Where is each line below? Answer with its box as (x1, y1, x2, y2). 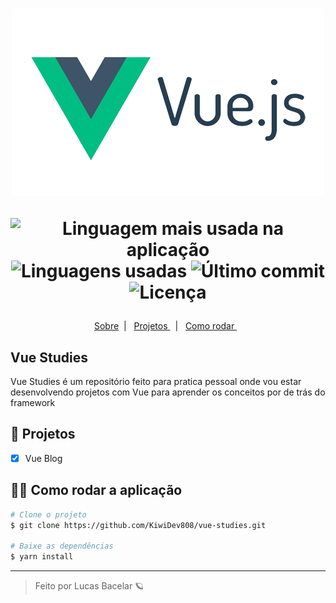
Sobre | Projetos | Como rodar (93, 320, 235, 332)
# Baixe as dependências (10, 541, 114, 552)
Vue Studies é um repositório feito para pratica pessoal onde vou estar (10, 376, 302, 387)
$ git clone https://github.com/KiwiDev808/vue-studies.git (10, 520, 267, 530)
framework (10, 397, 56, 408)
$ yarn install (10, 552, 74, 562)
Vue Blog (24, 452, 63, 464)
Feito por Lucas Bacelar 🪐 (34, 580, 145, 592)
